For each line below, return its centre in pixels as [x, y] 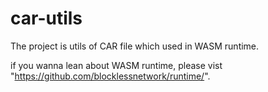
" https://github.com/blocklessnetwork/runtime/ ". [110, 76]
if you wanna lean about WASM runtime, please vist [116, 65]
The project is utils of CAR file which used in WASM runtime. [135, 46]
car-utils [46, 18]
